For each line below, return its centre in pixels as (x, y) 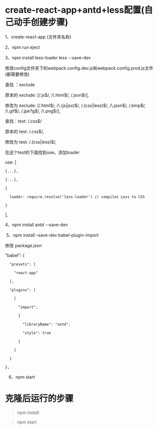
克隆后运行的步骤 (39, 399)
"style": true (37, 333)
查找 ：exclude (20, 84)
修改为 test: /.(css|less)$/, (31, 142)
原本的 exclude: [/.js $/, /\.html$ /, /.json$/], (47, 95)
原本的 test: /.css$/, (25, 131)
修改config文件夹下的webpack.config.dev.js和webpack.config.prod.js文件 (79, 68)
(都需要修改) (18, 74)
